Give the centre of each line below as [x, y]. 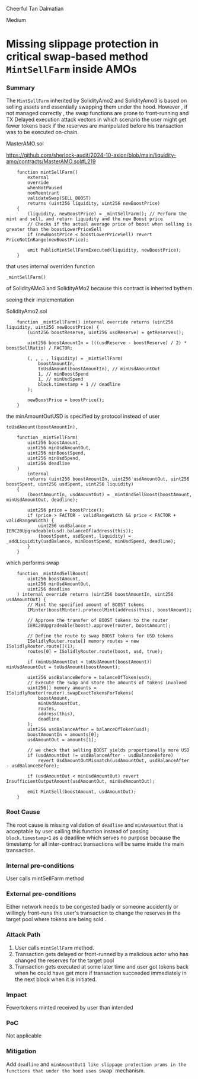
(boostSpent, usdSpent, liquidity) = [84, 537]
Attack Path [23, 935]
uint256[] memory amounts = [62, 688]
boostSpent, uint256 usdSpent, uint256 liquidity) [70, 484]
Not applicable [24, 1036]
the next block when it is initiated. [56, 979]
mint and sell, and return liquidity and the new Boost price [84, 219]
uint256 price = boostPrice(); [66, 510]
